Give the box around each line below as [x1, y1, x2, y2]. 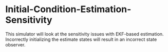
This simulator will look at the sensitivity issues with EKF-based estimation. [5, 31, 164, 37]
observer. [5, 41, 26, 47]
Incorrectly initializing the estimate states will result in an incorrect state [5, 36, 157, 42]
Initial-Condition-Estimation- [5, 4, 132, 15]
